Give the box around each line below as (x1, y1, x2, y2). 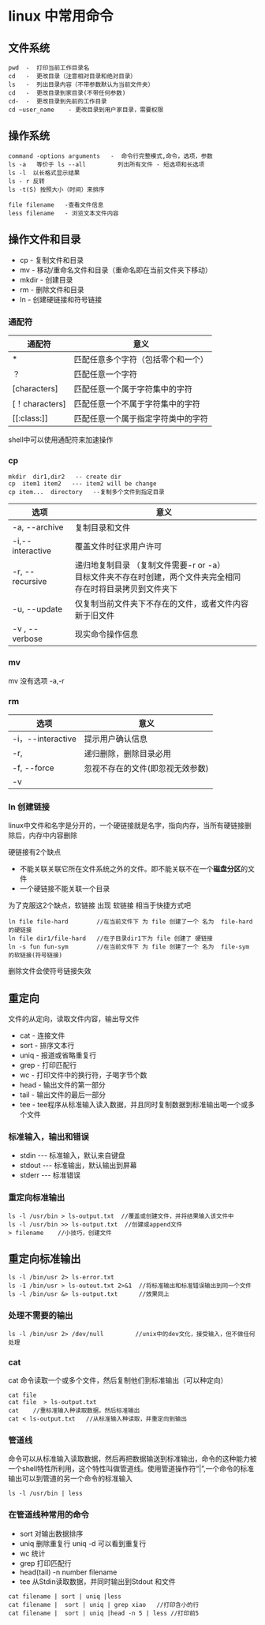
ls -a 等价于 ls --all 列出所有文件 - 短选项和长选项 (8, 160, 205, 168)
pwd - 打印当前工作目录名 (8, 64, 90, 72)
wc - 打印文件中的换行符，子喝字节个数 (19, 1070, 147, 1080)
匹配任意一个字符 (73, 369, 138, 380)
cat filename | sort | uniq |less (8, 1592, 122, 1601)
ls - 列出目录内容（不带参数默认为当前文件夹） (8, 81, 155, 88)
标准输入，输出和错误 (8, 1131, 89, 1142)
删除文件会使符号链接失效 (8, 966, 91, 975)
